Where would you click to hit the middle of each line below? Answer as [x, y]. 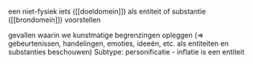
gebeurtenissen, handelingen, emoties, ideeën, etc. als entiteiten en [119, 43]
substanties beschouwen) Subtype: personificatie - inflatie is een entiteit [126, 52]
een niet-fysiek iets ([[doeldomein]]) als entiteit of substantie [107, 11]
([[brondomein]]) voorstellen [55, 20]
